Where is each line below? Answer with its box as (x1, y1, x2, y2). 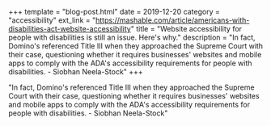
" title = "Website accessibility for (130, 24, 243, 33)
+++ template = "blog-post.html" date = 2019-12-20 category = (8, 7, 221, 16)
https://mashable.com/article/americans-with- (95, 15, 250, 25)
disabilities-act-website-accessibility (8, 24, 131, 33)
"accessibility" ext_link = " (8, 15, 96, 25)
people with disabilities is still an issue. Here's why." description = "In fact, (8, 32, 256, 42)
